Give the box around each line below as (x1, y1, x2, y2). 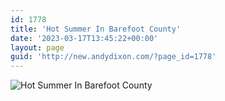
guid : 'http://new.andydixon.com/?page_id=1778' (10, 52, 217, 62)
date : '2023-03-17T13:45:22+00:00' (10, 33, 159, 43)
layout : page (10, 42, 65, 53)
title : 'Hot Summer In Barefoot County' (10, 24, 182, 34)
